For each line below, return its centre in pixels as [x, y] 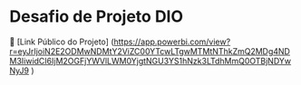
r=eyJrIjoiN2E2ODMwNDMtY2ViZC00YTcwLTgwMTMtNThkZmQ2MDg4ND [150, 51]
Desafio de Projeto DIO [97, 17]
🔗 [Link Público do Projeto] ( [62, 42]
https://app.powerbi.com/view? [172, 42]
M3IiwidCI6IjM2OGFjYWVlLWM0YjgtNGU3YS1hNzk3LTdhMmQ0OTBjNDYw [150, 61]
